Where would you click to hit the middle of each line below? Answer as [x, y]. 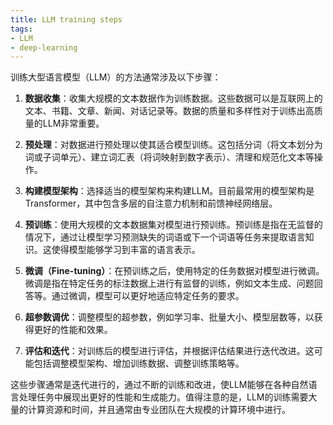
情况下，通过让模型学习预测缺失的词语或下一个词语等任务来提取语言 [165, 237]
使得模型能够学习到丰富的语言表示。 [126, 250]
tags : [21, 29]
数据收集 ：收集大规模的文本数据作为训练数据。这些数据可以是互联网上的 [173, 98]
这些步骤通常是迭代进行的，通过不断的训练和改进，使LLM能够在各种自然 [159, 385]
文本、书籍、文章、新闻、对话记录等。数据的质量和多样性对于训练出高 [169, 111]
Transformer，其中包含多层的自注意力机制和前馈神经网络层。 [151, 203]
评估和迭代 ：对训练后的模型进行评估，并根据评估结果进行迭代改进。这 [169, 351]
